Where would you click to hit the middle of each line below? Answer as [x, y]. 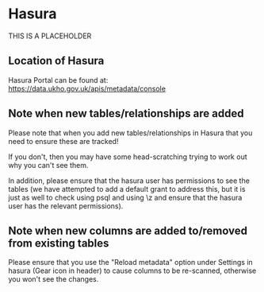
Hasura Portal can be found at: [58, 80]
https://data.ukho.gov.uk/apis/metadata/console [87, 88]
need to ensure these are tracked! [63, 141]
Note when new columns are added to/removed [128, 230]
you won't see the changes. [54, 279]
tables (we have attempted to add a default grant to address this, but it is [127, 189]
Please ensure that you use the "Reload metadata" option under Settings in [131, 263]
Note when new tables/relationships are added [126, 113]
